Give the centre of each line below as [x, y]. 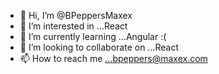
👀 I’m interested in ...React [73, 26]
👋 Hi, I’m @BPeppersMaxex [76, 15]
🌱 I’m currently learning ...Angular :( [93, 36]
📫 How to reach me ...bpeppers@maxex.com [113, 58]
